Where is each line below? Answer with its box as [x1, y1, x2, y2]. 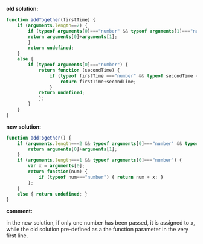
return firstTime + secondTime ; [60, 79, 137, 85]
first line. [6, 232, 28, 239]
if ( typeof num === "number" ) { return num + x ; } [38, 174, 164, 180]
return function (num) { [28, 169, 88, 175]
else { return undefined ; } [17, 191, 88, 197]
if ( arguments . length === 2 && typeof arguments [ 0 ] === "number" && [17, 140, 182, 147]
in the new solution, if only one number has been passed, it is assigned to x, [6, 219, 195, 226]
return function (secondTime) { [38, 67, 120, 73]
